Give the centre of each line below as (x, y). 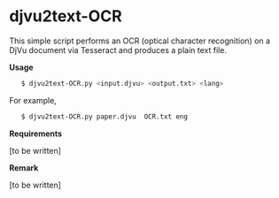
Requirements (36, 133)
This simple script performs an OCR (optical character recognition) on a (140, 41)
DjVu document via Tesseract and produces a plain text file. (118, 49)
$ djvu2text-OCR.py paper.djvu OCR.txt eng (105, 117)
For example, (33, 100)
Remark (24, 168)
